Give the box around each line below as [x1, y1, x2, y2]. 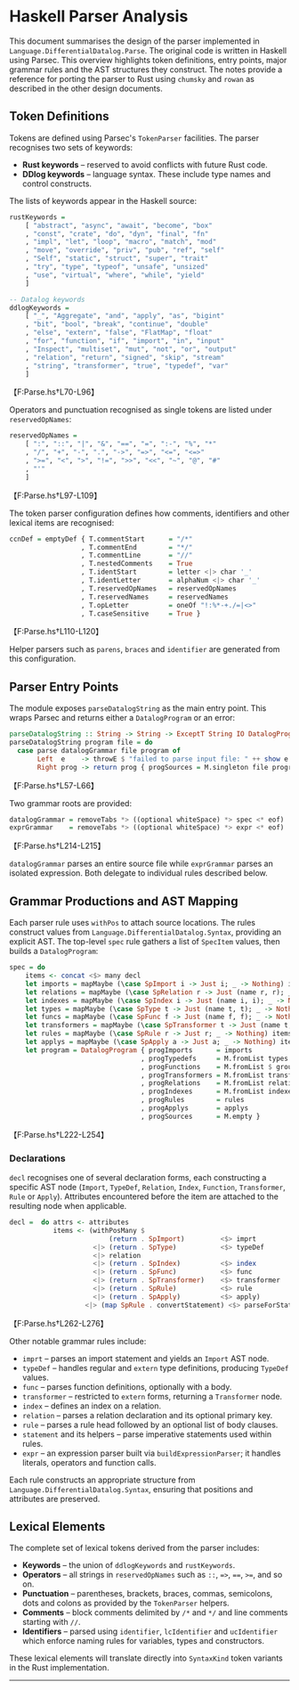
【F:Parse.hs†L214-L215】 [9, 840, 106, 852]
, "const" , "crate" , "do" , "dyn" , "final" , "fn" [25, 229, 209, 238]
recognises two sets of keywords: [9, 142, 133, 152]
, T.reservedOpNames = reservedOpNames [80, 584, 238, 593]
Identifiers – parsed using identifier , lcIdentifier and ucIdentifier [21, 1626, 279, 1637]
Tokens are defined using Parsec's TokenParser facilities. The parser [9, 132, 260, 143]
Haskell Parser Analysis [9, 6, 189, 27]
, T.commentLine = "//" [80, 551, 193, 560]
